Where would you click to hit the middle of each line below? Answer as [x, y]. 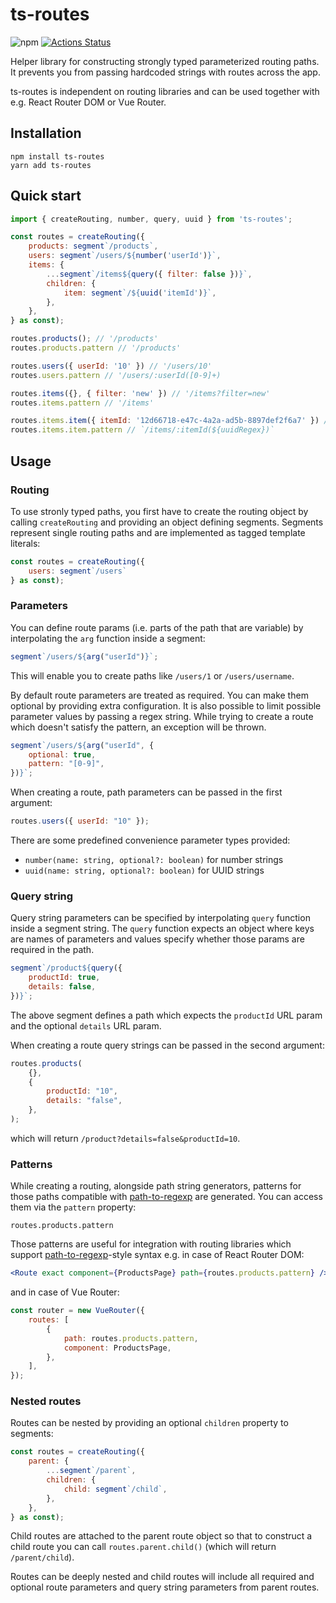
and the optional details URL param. [86, 1025]
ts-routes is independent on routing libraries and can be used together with [165, 91]
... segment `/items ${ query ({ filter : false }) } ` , [149, 274]
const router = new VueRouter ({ [77, 1311]
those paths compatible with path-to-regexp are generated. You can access [166, 1197]
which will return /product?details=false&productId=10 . [125, 1138]
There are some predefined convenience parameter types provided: [150, 840]
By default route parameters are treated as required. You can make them [159, 695]
